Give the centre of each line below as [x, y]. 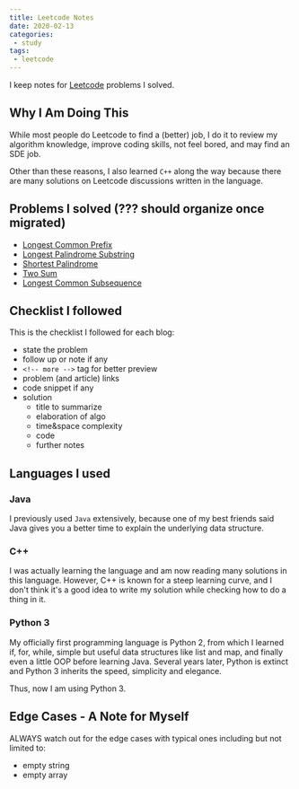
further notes [60, 445]
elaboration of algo [70, 416]
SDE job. [25, 153]
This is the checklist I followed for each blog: [92, 332]
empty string [46, 765]
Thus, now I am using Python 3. [68, 688]
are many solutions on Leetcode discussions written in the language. [136, 180]
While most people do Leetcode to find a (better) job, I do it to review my [144, 135]
